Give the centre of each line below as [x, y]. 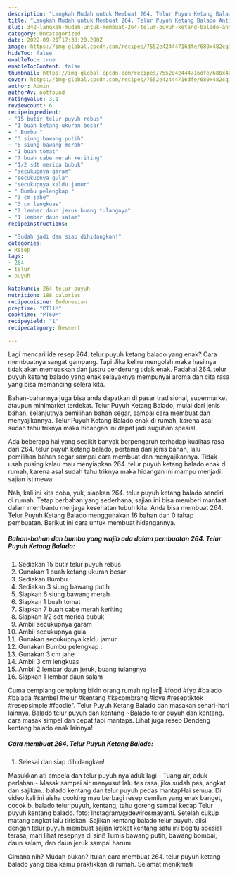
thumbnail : [24, 73]
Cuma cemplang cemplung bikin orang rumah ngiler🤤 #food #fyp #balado [115, 690]
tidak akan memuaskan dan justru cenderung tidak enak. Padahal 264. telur [117, 369]
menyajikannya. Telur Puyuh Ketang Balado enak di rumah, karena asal [110, 420]
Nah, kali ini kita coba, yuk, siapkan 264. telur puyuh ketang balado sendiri [116, 493]
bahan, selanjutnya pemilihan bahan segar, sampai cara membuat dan [109, 413]
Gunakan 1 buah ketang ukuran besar [72, 572]
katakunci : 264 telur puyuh [49, 289]
